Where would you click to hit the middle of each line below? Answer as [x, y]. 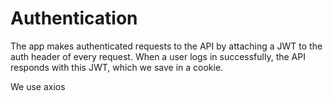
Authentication [74, 18]
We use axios [38, 86]
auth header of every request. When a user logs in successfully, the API [158, 56]
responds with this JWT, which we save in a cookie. [117, 67]
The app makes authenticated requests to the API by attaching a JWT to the [166, 46]
